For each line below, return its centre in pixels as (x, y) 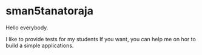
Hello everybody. (27, 27)
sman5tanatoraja (49, 11)
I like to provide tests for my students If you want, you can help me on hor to (101, 39)
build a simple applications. (40, 45)
